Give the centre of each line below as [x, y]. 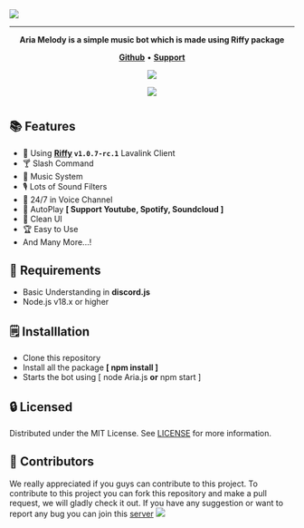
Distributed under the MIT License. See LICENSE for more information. [141, 434]
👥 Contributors [52, 462]
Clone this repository [62, 358]
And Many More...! [57, 242]
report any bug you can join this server [81, 513]
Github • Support [152, 57]
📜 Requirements [55, 270]
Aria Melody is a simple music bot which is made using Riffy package [152, 39]
